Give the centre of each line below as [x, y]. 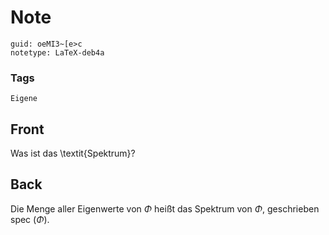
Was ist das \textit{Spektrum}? [73, 153]
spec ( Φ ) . [30, 219]
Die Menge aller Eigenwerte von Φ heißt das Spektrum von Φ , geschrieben [165, 208]
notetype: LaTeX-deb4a [57, 52]
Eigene [24, 99]
